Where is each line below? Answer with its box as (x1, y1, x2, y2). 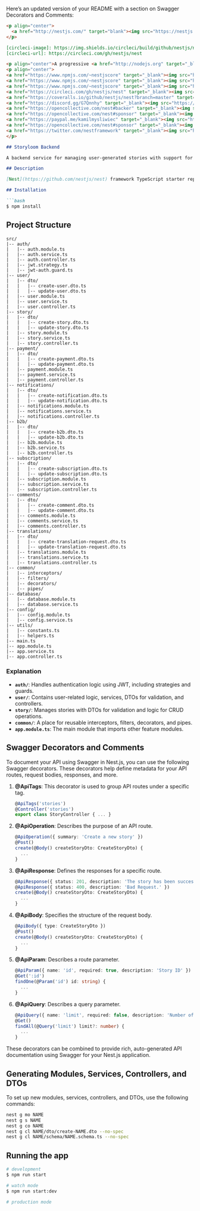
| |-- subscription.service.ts (6, 481, 89, 487)
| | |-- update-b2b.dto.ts (6, 434, 84, 440)
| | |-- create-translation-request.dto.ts (6, 538, 127, 545)
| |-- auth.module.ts (6, 246, 65, 252)
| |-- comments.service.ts (6, 517, 79, 524)
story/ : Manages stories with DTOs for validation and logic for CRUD (14, 706, 184, 713)
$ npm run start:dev (6, 1188, 58, 1194)
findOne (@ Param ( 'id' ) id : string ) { (14, 979, 106, 985)
